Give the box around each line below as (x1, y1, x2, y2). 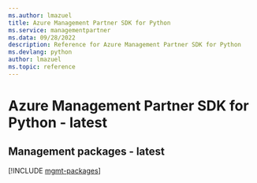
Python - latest (8, 114, 108, 131)
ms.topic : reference (8, 63, 76, 71)
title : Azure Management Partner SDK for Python (8, 19, 171, 27)
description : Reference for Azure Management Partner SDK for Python (8, 41, 242, 49)
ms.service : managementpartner (8, 26, 111, 34)
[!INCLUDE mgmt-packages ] (8, 166, 101, 175)
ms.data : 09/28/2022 (8, 33, 76, 42)
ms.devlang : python (8, 48, 73, 56)
